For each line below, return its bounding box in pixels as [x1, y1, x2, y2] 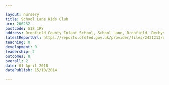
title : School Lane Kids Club [5, 16, 69, 22]
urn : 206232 [5, 21, 30, 26]
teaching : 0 [5, 40, 30, 45]
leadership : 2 [5, 49, 35, 54]
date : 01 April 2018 [5, 63, 49, 68]
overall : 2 [5, 58, 28, 63]
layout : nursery [5, 12, 39, 17]
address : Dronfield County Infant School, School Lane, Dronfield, [5, 31, 150, 36]
